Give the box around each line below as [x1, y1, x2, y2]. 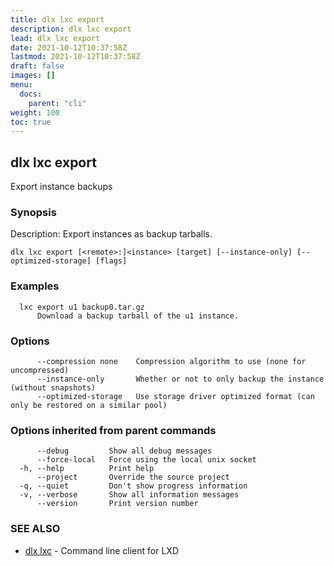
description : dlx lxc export [10, 24, 132, 34]
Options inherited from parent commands [10, 423, 217, 437]
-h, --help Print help [19, 464, 155, 474]
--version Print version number [36, 499, 199, 509]
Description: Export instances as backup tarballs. [10, 228, 213, 240]
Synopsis [10, 205, 57, 219]
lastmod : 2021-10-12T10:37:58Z [10, 52, 141, 62]
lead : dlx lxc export [10, 33, 101, 43]
